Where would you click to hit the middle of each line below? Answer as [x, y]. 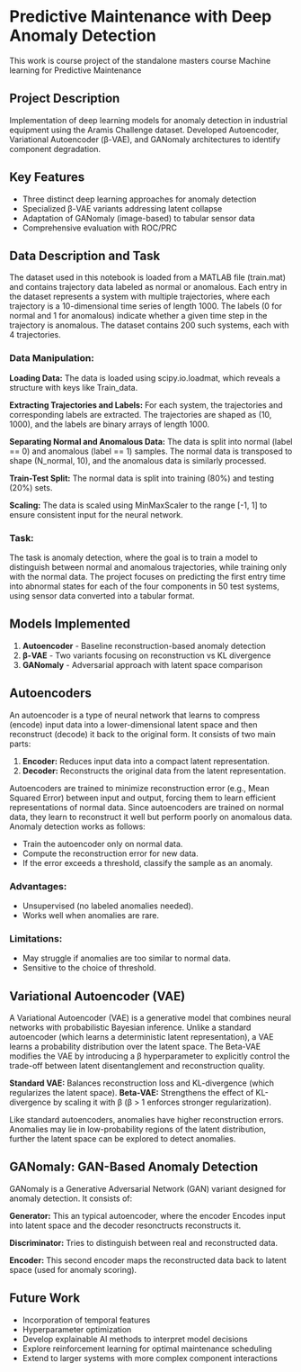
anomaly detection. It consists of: [71, 1198]
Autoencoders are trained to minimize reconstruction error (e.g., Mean [139, 788]
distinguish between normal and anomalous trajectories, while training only [148, 567]
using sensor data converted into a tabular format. [102, 595]
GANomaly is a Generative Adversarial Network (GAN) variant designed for [148, 1188]
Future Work [45, 1298]
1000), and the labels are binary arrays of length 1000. [110, 424]
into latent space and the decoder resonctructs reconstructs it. [125, 1225]
